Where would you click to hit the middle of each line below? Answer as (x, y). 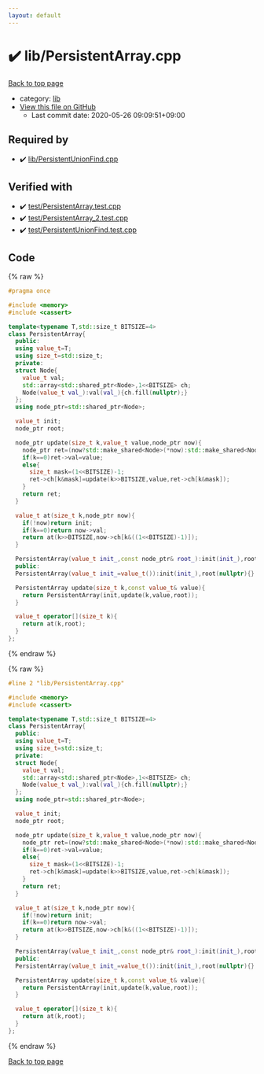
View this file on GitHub (58, 106)
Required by (38, 140)
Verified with (40, 187)
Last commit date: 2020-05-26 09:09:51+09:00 (108, 115)
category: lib (40, 98)
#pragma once (29, 291)
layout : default (35, 15)
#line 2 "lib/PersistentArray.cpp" (66, 683)
